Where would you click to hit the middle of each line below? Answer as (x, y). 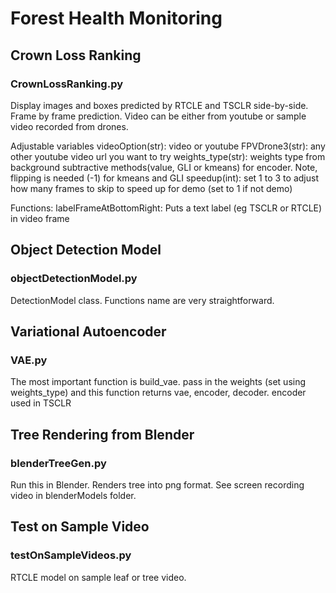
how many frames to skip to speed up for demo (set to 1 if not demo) (151, 188)
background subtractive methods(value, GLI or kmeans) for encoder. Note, (164, 167)
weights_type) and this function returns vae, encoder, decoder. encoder (158, 393)
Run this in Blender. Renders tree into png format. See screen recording (157, 484)
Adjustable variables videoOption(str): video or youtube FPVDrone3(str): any (168, 146)
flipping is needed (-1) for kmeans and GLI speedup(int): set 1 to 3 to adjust (164, 178)
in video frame (40, 218)
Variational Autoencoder (88, 331)
